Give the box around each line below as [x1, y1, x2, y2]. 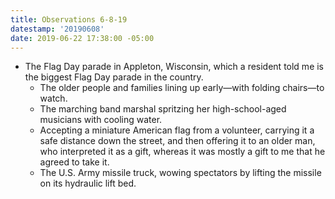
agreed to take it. [39, 156, 110, 168]
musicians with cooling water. [39, 114, 163, 126]
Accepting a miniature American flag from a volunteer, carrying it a [39, 124, 315, 136]
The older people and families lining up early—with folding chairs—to [39, 82, 325, 94]
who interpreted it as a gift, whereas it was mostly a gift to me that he [39, 146, 326, 158]
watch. [39, 92, 68, 105]
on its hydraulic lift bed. [39, 177, 137, 190]
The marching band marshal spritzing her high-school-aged [39, 103, 287, 115]
